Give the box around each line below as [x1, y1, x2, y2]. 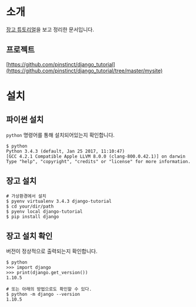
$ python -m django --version [6, 292, 81, 298]
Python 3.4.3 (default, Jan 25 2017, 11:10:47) [6, 148, 125, 154]
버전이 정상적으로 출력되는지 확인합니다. [6, 248, 98, 255]
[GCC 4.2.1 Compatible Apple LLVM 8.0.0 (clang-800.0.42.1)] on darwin [6, 153, 185, 159]
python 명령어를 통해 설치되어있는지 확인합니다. [6, 131, 115, 138]
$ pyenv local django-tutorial [6, 208, 83, 215]
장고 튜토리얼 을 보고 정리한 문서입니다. [6, 26, 94, 33]
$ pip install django [6, 213, 59, 219]
